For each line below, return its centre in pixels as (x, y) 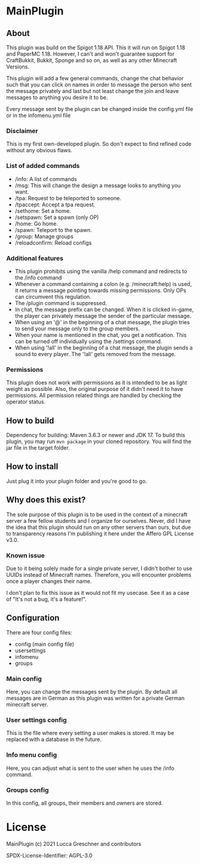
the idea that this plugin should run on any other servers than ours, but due (99, 527)
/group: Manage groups (44, 236)
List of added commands (43, 166)
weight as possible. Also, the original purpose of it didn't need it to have (95, 389)
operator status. (26, 402)
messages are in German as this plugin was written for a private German (95, 698)
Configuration (33, 618)
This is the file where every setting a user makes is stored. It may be (90, 733)
